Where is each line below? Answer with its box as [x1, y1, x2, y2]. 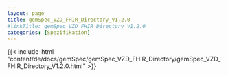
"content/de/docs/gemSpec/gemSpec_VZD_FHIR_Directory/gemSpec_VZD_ [7, 55, 221, 63]
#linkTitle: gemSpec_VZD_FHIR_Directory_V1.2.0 [7, 22, 146, 29]
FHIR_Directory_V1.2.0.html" [7, 62, 86, 70]
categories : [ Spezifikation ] [7, 29, 91, 36]
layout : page [7, 10, 45, 17]
